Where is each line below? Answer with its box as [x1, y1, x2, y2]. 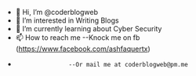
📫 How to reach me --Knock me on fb [15, 33, 140, 42]
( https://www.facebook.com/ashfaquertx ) [15, 44, 151, 53]
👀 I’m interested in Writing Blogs [15, 16, 119, 25]
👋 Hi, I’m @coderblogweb [15, 8, 99, 16]
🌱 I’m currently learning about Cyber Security [15, 24, 162, 33]
